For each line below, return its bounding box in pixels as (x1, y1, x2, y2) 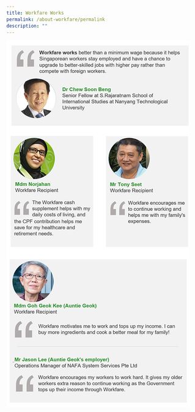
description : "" (6, 23, 48, 29)
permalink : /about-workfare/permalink (6, 16, 105, 23)
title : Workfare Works (6, 10, 64, 16)
